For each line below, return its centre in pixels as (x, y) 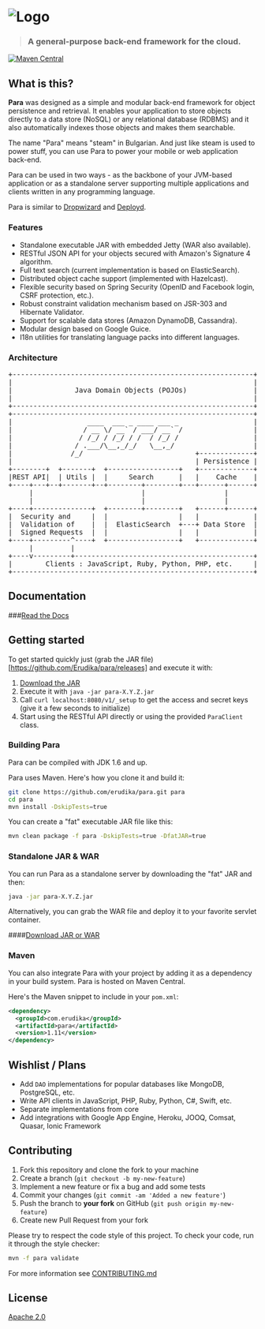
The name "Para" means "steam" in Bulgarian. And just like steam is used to (132, 143)
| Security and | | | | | (133, 516)
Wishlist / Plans (47, 1065)
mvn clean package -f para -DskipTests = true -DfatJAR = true (107, 837)
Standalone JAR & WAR (54, 856)
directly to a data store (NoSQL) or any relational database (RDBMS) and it (129, 119)
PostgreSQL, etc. (47, 1092)
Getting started (47, 640)
